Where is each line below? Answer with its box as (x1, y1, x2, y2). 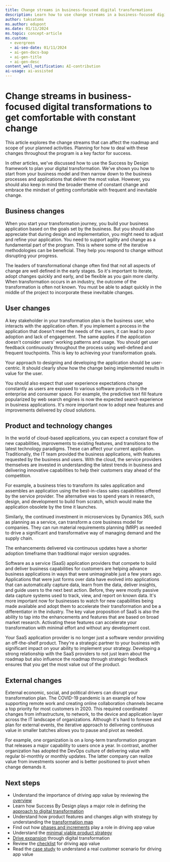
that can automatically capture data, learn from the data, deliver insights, (5, 582, 157, 588)
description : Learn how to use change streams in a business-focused (5, 12, 155, 17)
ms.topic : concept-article (5, 31, 62, 36)
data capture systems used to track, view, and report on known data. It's (5, 593, 156, 599)
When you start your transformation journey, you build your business (5, 220, 149, 226)
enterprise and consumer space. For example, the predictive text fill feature (5, 391, 163, 397)
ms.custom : (5, 36, 28, 41)
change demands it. (5, 764, 47, 770)
